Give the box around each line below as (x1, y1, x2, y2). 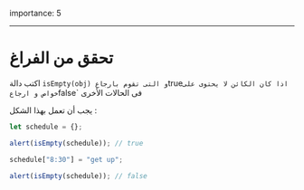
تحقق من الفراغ (9, 48, 114, 69)
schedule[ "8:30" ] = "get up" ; (9, 155, 124, 164)
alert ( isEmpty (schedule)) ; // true (9, 138, 144, 147)
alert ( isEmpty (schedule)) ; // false (9, 171, 147, 180)
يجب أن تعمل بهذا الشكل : (9, 104, 98, 116)
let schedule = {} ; (9, 122, 83, 131)
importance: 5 (9, 8, 62, 18)
